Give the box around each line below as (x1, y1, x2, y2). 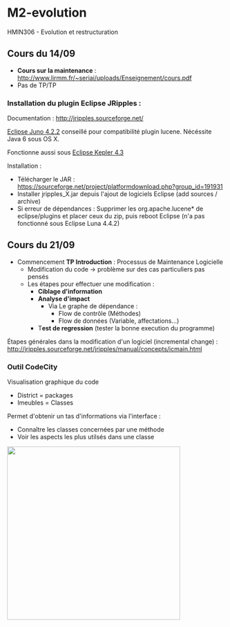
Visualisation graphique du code (7, 378, 99, 386)
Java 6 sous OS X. (7, 135, 60, 143)
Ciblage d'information (37, 287, 102, 295)
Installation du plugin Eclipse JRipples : (7, 98, 142, 108)
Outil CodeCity (7, 362, 58, 371)
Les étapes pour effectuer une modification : (27, 279, 155, 288)
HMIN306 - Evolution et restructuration (7, 28, 119, 36)
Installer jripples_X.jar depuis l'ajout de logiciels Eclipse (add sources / (17, 190, 218, 198)
